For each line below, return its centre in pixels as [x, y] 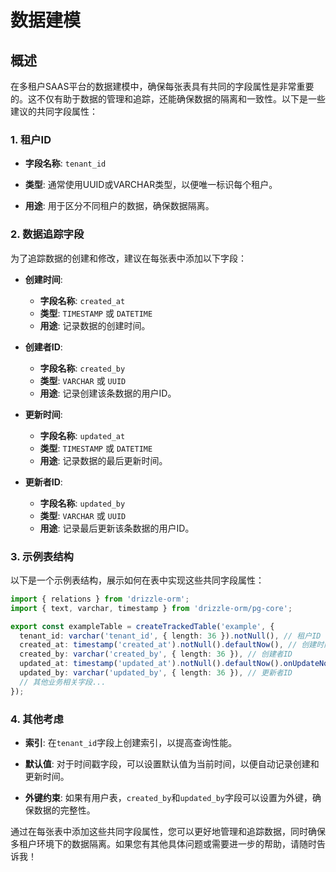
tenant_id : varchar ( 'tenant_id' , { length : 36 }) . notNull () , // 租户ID [170, 636]
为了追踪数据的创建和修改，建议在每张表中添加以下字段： [128, 258]
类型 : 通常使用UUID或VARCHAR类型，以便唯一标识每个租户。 [151, 185]
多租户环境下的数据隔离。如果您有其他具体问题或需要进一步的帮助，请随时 [163, 843]
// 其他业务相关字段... [63, 682]
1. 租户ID [31, 139]
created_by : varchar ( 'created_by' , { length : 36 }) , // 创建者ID [156, 654]
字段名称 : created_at [82, 300]
